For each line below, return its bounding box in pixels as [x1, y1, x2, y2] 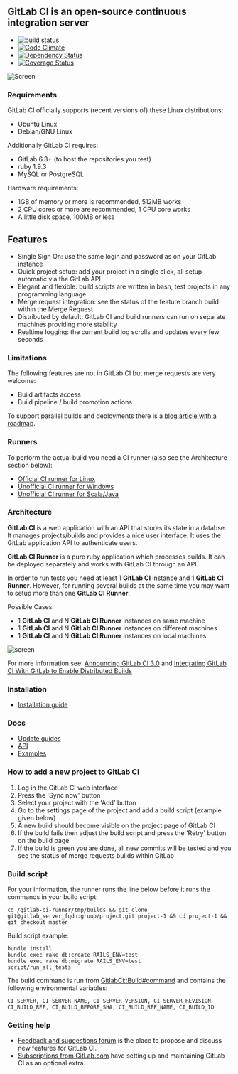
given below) [17, 813, 56, 822]
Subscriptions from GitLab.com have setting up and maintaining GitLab [17, 1051, 225, 1060]
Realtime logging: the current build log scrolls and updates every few [17, 327, 220, 336]
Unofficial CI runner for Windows [17, 482, 114, 490]
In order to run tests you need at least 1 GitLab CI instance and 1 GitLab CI [7, 574, 224, 582]
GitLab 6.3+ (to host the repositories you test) [17, 155, 151, 163]
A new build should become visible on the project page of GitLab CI [17, 821, 216, 829]
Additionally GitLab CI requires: [7, 141, 99, 150]
